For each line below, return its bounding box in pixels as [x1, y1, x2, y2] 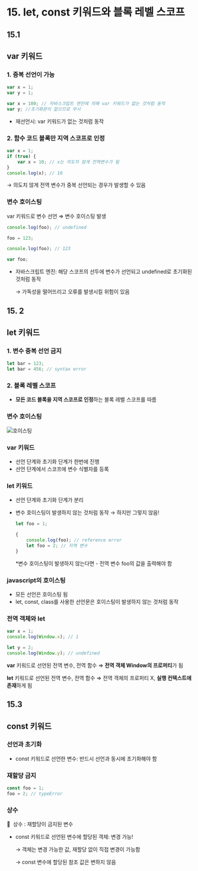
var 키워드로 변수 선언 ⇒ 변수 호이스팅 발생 [7, 212, 106, 220]
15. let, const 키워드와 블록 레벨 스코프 [7, 5, 186, 19]
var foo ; [7, 256, 28, 262]
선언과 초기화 [7, 740, 42, 748]
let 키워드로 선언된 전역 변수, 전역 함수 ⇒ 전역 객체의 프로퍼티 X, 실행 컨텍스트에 [7, 674, 192, 681]
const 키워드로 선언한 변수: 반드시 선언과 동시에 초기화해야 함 [15, 755, 158, 762]
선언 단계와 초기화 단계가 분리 [15, 496, 84, 503]
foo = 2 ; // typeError [7, 791, 63, 797]
